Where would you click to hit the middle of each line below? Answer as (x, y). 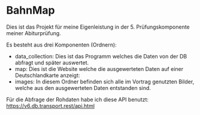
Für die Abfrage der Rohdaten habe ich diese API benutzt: (77, 100)
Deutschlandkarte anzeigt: (47, 75)
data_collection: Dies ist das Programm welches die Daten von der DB (101, 56)
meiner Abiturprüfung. (34, 33)
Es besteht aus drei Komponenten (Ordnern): (61, 45)
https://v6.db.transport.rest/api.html (50, 105)
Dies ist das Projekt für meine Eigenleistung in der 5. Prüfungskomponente (98, 27)
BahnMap (31, 10)
